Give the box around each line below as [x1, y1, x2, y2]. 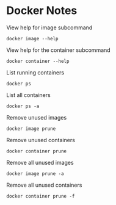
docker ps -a [6, 103, 40, 109]
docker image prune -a [6, 170, 64, 177]
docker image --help [6, 35, 59, 41]
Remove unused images [6, 113, 67, 121]
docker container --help [6, 58, 70, 64]
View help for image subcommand [6, 24, 93, 31]
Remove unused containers [6, 136, 75, 143]
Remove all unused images [6, 159, 74, 166]
